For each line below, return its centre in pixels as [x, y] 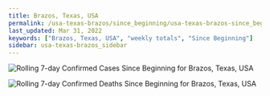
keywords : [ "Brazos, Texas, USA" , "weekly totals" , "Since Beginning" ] [131, 38]
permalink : [27, 23]
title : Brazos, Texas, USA [53, 16]
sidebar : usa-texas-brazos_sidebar [68, 46]
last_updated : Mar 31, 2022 [55, 30]
